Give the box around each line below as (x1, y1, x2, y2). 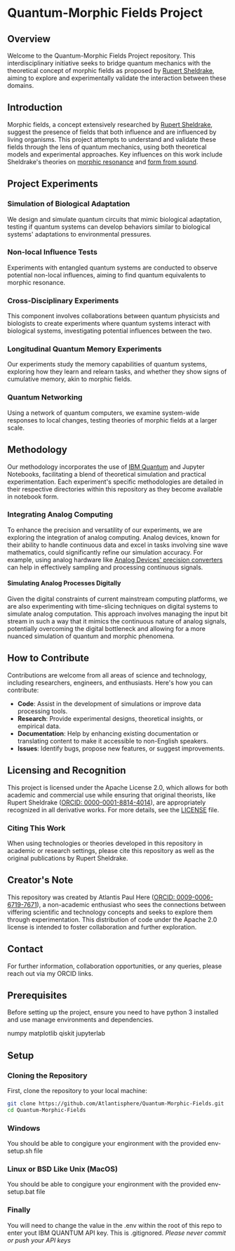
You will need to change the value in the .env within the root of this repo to (7, 1221, 222, 1229)
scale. (7, 423, 25, 432)
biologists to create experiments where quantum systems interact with (7, 319, 210, 328)
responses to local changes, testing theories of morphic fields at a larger (7, 416, 217, 424)
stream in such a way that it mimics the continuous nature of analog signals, (7, 617, 227, 625)
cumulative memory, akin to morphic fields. (7, 375, 132, 383)
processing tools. (17, 707, 68, 715)
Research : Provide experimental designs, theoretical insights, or (17, 714, 203, 722)
